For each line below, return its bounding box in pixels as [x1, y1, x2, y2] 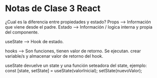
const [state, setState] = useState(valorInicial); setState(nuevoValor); [5, 67, 142, 73]
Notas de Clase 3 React [5, 3, 101, 14]
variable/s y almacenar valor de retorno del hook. [5, 53, 103, 59]
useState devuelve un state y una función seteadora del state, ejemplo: [5, 62, 147, 68]
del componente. [5, 29, 39, 35]
